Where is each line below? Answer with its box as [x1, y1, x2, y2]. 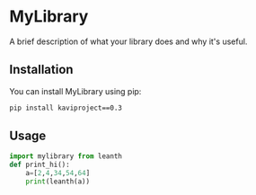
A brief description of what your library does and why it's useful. [9, 36, 248, 47]
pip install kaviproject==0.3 [9, 103, 123, 112]
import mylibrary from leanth [9, 152, 123, 161]
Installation [9, 62, 74, 77]
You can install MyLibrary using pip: [9, 85, 142, 96]
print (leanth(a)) [25, 177, 91, 186]
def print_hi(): [9, 160, 70, 170]
